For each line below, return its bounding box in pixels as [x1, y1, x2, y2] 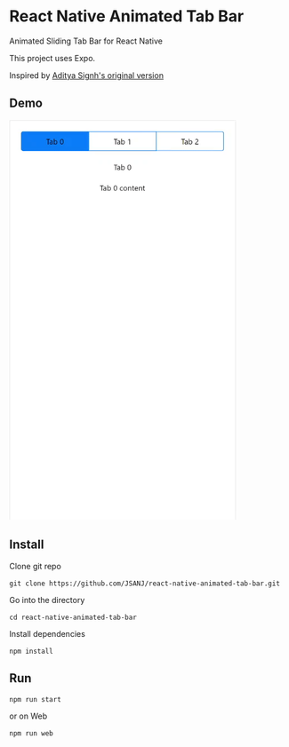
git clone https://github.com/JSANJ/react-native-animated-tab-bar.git [9, 579, 280, 588]
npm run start [9, 695, 62, 704]
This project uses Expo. [9, 52, 96, 63]
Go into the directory [9, 594, 85, 605]
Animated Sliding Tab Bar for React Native [9, 36, 163, 46]
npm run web [9, 729, 53, 738]
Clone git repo [9, 560, 62, 571]
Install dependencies [9, 628, 86, 639]
